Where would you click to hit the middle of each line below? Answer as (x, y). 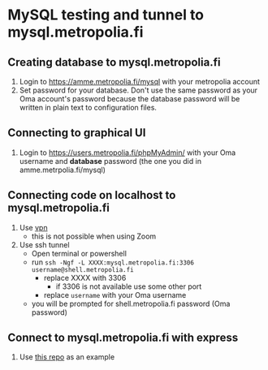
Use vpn (33, 227)
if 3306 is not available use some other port (129, 286)
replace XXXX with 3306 (85, 277)
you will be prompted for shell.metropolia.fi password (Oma (131, 303)
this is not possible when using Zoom (94, 236)
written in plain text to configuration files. (88, 108)
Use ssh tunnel (44, 244)
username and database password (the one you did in (110, 161)
